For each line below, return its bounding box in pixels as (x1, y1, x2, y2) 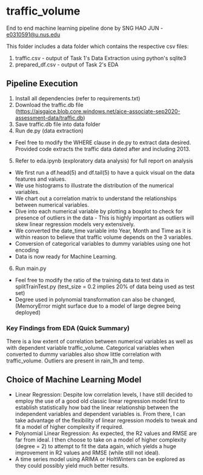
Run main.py (15, 265, 47, 272)
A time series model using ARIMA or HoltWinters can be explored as (15, 455, 185, 463)
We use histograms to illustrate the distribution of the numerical (15, 181, 174, 189)
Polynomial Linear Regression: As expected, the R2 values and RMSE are (15, 429, 197, 437)
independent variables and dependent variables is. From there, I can (15, 410, 186, 417)
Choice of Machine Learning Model (6, 375, 142, 385)
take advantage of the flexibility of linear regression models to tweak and (15, 417, 198, 424)
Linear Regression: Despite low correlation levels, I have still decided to (15, 390, 193, 398)
